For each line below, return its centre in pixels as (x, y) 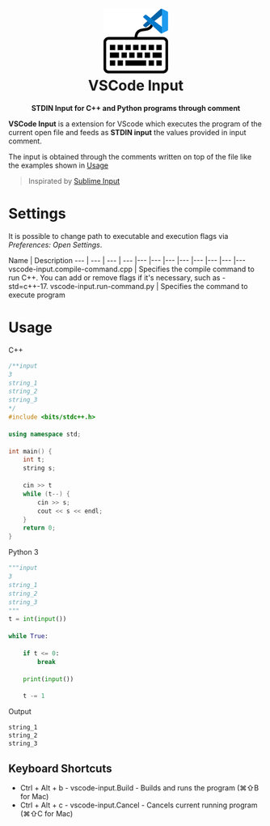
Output (20, 712)
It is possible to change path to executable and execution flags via (118, 236)
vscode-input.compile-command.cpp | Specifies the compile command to (131, 269)
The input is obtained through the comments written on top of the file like (130, 156)
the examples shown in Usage (59, 165)
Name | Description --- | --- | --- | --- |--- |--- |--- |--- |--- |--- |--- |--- (127, 260)
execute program (37, 295)
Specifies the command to (204, 286)
